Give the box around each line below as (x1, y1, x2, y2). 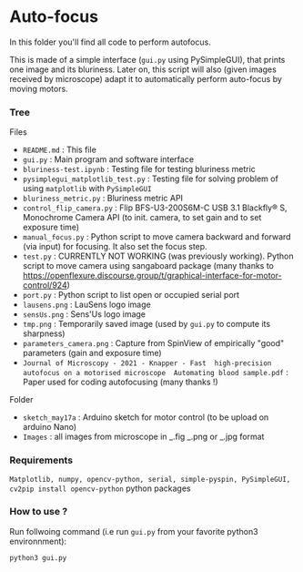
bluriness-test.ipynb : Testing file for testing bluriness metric (22, 164, 257, 175)
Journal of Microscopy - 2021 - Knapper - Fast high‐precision (22, 359, 272, 368)
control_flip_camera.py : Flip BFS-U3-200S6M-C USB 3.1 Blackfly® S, (22, 202, 288, 213)
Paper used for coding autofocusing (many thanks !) (22, 376, 218, 388)
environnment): (9, 536, 66, 546)
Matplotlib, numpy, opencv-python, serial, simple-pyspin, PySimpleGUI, (9, 475, 291, 484)
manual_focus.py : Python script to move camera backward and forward (22, 231, 291, 242)
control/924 (22, 280, 67, 291)
